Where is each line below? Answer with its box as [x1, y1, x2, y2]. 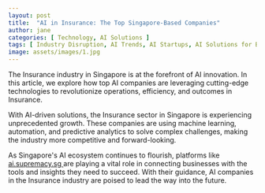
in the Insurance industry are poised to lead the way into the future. [8, 176, 227, 185]
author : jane [8, 26, 51, 34]
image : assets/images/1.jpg [8, 48, 101, 56]
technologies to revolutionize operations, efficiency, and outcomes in [8, 87, 233, 95]
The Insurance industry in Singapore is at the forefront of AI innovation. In [8, 70, 248, 79]
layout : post [8, 11, 51, 20]
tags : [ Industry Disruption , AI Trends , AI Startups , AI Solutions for [8, 41, 252, 49]
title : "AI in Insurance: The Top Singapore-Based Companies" [8, 19, 221, 27]
